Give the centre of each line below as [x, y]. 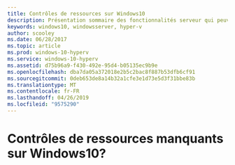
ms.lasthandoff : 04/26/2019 [48, 98]
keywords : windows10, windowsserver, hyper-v [74, 26]
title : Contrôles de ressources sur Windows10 [76, 14]
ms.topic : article [34, 46]
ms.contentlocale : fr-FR [43, 91]
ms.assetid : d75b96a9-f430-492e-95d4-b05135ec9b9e [83, 65]
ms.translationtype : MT [42, 85]
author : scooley [31, 33]
